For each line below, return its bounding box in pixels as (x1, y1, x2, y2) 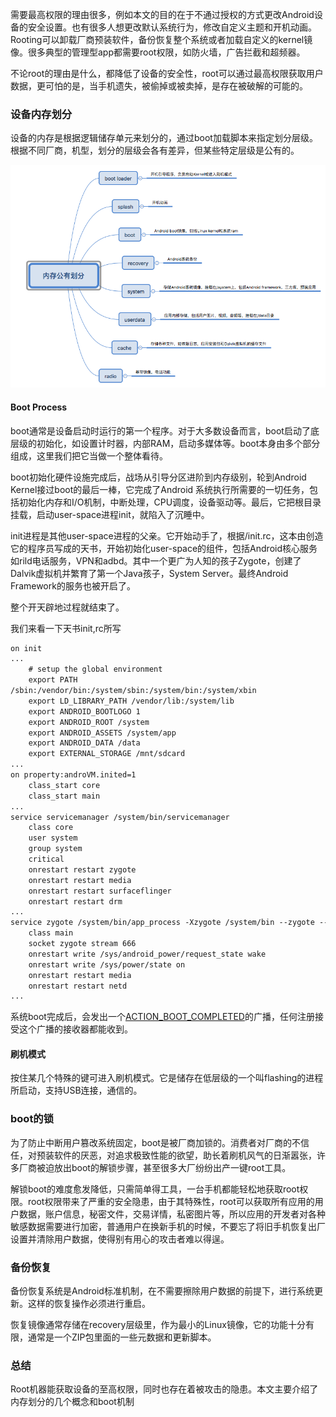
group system (28, 844, 83, 854)
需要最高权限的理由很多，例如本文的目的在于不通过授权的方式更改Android (10, 9, 315, 20)
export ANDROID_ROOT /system (28, 717, 150, 727)
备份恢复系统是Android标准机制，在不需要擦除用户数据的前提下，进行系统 (10, 1285, 315, 1297)
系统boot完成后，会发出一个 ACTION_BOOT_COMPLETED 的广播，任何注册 (10, 1011, 315, 1023)
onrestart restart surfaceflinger (28, 886, 172, 896)
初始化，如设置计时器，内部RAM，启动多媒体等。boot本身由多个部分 (36, 437, 321, 449)
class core (28, 823, 74, 833)
